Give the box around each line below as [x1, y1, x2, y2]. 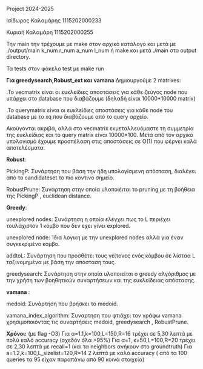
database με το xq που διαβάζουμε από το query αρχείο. [6, 113, 148, 120]
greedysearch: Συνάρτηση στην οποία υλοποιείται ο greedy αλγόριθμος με [6, 270, 196, 278]
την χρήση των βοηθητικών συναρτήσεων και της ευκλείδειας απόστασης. [6, 277, 196, 284]
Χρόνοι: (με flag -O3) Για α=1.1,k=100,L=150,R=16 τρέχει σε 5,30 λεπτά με [6, 330, 193, 337]
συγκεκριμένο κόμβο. [6, 241, 60, 247]
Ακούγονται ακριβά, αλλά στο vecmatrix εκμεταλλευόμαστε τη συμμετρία [6, 125, 194, 132]
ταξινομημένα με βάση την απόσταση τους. [6, 259, 116, 265]
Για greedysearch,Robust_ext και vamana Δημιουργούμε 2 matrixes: [6, 77, 181, 84]
